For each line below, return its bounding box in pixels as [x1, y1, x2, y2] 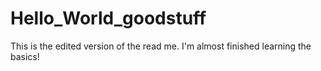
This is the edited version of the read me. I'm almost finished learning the [10, 40, 312, 52]
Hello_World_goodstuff [10, 7, 207, 30]
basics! [10, 50, 40, 62]
